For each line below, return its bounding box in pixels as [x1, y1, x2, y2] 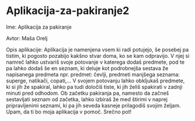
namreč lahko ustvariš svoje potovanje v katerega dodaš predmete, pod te [6, 58, 185, 65]
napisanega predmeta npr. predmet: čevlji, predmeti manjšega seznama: [6, 71, 180, 78]
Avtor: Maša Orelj [6, 34, 48, 42]
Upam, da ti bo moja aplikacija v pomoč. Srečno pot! [6, 108, 132, 115]
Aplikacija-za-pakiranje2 [6, 4, 130, 18]
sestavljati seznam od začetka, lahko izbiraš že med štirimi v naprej [6, 95, 168, 103]
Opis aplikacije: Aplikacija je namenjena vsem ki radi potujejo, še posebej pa [6, 46, 189, 53]
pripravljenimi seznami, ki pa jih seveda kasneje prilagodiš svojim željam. [6, 102, 181, 109]
